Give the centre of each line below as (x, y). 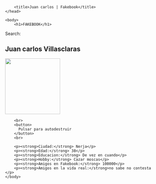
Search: (13, 34)
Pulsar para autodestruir (45, 129)
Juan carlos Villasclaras (43, 49)
